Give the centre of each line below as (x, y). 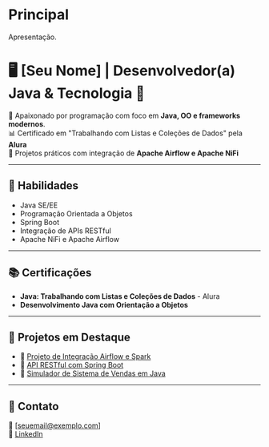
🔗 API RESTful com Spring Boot (72, 365)
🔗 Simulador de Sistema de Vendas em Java (92, 373)
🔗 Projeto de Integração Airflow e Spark (85, 356)
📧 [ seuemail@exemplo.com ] (55, 425)
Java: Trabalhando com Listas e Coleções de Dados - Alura (120, 296)
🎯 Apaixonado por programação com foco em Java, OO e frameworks (124, 115)
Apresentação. (33, 37)
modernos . (27, 124)
